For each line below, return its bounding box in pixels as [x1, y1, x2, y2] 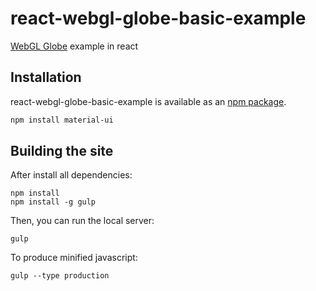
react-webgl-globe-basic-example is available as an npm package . [10, 95, 287, 107]
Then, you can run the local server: [10, 215, 155, 227]
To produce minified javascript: [10, 252, 138, 264]
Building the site [10, 143, 114, 160]
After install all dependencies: [10, 169, 133, 181]
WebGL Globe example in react [10, 40, 139, 52]
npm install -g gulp [10, 197, 97, 207]
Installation [10, 69, 82, 86]
